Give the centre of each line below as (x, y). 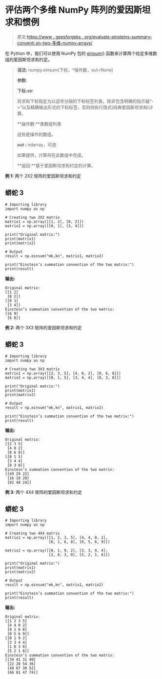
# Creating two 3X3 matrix (32, 369)
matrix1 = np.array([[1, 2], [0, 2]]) (44, 222)
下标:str (25, 91)
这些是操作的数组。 (36, 134)
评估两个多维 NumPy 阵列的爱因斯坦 (78, 10)
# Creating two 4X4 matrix (32, 533)
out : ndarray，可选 (37, 145)
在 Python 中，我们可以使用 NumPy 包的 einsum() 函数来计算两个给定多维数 (81, 53)
